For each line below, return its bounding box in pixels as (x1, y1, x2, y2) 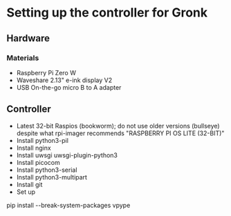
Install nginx (16, 144, 51, 152)
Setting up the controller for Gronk (6, 5, 208, 21)
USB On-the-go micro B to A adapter (16, 83, 122, 91)
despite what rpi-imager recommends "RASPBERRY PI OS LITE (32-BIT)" (16, 129, 225, 137)
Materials (6, 53, 39, 63)
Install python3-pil (16, 136, 68, 144)
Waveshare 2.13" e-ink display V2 (16, 76, 112, 84)
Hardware (6, 32, 50, 44)
